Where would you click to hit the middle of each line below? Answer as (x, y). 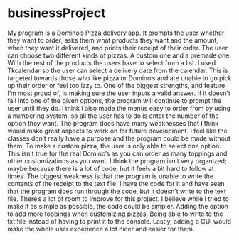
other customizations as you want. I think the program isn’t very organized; (117, 160)
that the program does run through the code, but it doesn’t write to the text (117, 191)
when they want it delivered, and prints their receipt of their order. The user (118, 48)
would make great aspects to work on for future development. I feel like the (117, 131)
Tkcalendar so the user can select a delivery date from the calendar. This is (118, 70)
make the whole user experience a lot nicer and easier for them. (101, 229)
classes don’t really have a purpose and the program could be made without (119, 138)
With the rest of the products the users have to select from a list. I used (111, 62)
